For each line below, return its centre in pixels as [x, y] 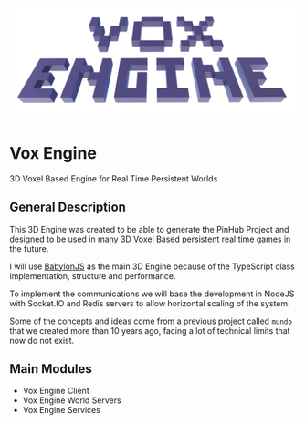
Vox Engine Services [61, 410]
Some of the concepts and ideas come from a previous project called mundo [151, 321]
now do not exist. [42, 340]
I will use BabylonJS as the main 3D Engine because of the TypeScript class [152, 266]
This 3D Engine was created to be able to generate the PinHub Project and [149, 229]
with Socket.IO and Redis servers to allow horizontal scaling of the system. [150, 303]
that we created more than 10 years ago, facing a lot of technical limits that [150, 330]
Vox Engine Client [56, 391]
